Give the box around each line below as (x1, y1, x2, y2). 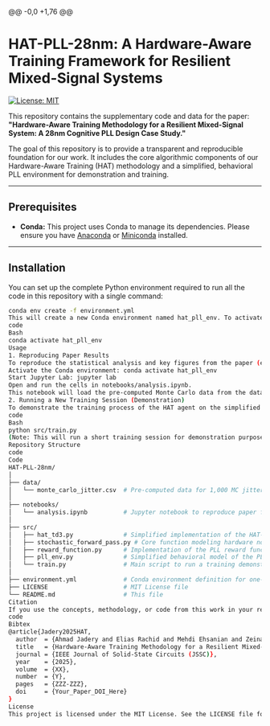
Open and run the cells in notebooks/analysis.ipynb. (8, 381, 193, 389)
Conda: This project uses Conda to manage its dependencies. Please (19, 221, 251, 232)
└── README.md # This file (8, 590, 163, 598)
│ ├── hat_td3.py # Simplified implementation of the (8, 531, 247, 539)
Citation (8, 598, 38, 606)
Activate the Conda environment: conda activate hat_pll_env (8, 366, 218, 375)
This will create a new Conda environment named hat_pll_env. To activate (8, 314, 264, 322)
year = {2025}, (15, 658, 78, 666)
